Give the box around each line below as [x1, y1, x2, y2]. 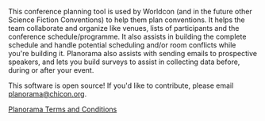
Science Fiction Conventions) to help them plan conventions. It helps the [8, 15, 246, 25]
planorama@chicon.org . [8, 89, 87, 98]
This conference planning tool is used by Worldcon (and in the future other [8, 7, 252, 16]
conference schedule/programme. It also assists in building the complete [8, 32, 247, 41]
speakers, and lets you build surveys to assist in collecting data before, [8, 57, 240, 66]
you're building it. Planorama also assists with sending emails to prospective [8, 49, 258, 58]
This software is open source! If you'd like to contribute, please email [8, 81, 234, 90]
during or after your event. [8, 66, 94, 74]
